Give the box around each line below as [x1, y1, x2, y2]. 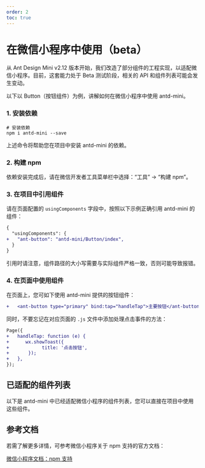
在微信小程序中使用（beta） [6, 43, 148, 57]
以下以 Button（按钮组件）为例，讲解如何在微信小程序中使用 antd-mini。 [6, 92, 189, 100]
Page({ [6, 327, 23, 334]
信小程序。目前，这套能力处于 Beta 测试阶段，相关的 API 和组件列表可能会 [6, 71, 193, 79]
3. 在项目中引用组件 [6, 190, 64, 199]
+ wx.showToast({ [6, 338, 64, 345]
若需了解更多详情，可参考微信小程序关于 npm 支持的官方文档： [6, 442, 165, 449]
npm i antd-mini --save [6, 130, 67, 136]
